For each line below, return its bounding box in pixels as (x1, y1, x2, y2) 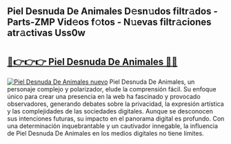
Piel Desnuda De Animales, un (109, 78, 195, 86)
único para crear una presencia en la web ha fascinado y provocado (7, 93, 201, 100)
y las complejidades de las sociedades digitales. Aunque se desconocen (7, 107, 214, 115)
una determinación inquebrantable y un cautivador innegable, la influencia (7, 122, 219, 130)
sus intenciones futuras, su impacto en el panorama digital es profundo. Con (7, 114, 225, 123)
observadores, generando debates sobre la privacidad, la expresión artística (7, 100, 224, 108)
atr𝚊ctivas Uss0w (7, 27, 86, 39)
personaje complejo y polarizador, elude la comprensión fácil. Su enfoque (7, 85, 217, 93)
